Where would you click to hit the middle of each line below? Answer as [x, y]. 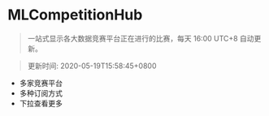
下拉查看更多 [41, 103]
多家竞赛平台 [41, 83]
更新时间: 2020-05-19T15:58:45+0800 [92, 66]
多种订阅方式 [41, 93]
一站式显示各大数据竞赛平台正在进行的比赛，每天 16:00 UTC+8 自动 [141, 38]
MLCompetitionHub [75, 15]
